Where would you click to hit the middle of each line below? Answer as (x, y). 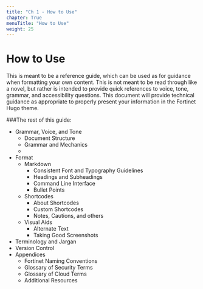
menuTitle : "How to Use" (38, 23)
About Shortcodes (56, 203)
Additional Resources (51, 280)
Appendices (30, 255)
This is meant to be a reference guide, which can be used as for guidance (99, 76)
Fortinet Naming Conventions (61, 261)
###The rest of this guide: (39, 120)
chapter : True (24, 18)
